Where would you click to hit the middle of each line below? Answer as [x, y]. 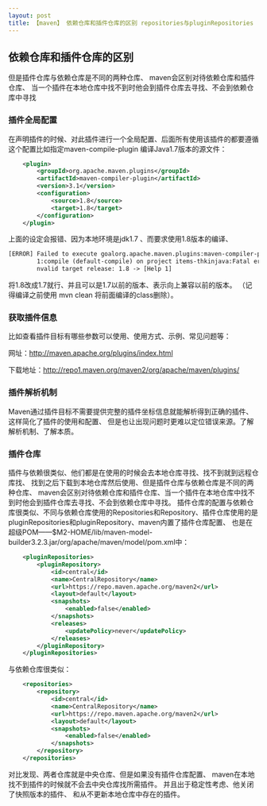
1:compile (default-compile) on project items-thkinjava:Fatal [143, 262]
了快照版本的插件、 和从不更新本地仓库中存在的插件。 [96, 794]
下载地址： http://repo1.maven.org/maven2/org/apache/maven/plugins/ [124, 370]
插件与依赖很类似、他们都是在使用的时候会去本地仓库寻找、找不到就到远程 [130, 472]
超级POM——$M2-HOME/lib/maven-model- [81, 532]
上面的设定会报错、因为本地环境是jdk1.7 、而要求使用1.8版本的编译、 [120, 239]
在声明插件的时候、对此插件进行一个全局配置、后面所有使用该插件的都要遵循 [133, 139]
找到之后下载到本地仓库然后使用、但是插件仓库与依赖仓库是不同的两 [142, 482]
